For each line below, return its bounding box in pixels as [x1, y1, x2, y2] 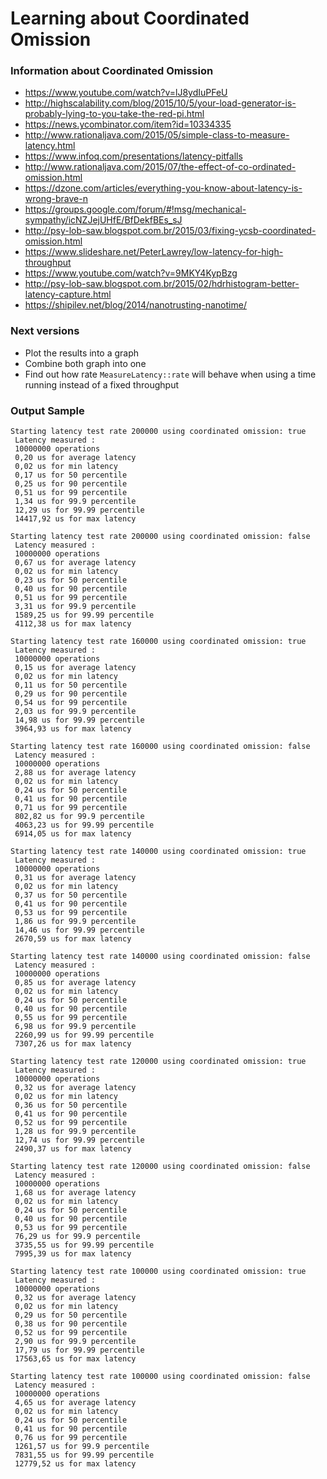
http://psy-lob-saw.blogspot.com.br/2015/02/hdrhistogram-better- [24, 278, 300, 290]
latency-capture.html [24, 288, 112, 301]
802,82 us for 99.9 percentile [14, 812, 145, 822]
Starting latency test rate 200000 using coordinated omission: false [10, 532, 311, 542]
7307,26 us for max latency [14, 1039, 132, 1049]
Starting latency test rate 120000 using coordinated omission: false [10, 1162, 311, 1172]
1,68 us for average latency [14, 1188, 137, 1198]
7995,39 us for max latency [14, 1249, 132, 1259]
